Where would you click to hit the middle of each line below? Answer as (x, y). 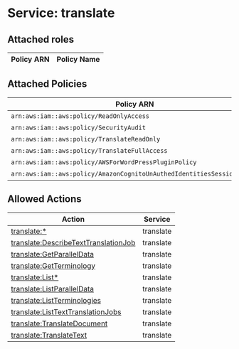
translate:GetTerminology (53, 266)
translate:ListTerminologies (56, 300)
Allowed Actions (44, 199)
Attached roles (41, 39)
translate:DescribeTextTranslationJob (73, 242)
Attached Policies (47, 84)
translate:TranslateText (49, 335)
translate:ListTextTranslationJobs (66, 312)
